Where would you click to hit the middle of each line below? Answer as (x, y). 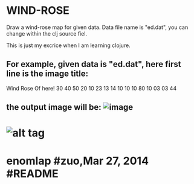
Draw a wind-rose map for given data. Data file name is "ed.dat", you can (97, 27)
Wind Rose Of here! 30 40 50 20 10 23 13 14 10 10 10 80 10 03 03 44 (92, 88)
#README (32, 173)
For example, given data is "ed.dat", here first (94, 64)
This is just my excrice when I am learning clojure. (69, 45)
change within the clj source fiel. (47, 33)
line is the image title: (47, 74)
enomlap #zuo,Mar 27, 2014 (78, 161)
